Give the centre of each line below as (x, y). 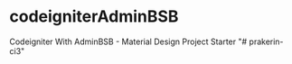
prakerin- (266, 41)
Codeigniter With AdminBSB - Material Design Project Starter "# (128, 41)
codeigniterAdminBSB (94, 17)
